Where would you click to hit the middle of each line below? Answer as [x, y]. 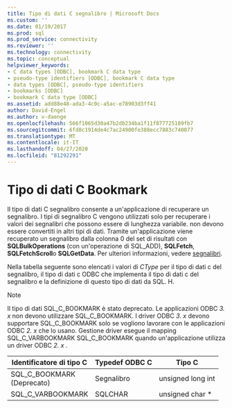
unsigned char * [186, 394]
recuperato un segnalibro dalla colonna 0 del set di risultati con [97, 238]
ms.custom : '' [28, 20]
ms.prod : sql [26, 33]
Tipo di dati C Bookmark [78, 190]
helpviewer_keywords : [38, 65]
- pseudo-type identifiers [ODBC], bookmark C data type [91, 78]
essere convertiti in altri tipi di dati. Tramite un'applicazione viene [100, 231]
